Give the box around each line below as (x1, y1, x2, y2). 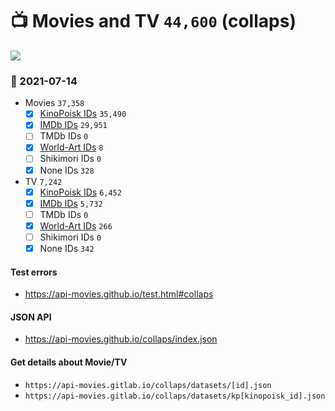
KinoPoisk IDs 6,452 (39, 186, 122, 198)
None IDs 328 (39, 164, 95, 176)
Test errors (10, 266, 58, 278)
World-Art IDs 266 (39, 219, 113, 232)
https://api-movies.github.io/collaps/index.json (24, 333, 218, 345)
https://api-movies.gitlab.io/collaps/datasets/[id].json (24, 380, 272, 390)
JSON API (10, 311, 52, 323)
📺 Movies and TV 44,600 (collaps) (10, 10, 297, 33)
